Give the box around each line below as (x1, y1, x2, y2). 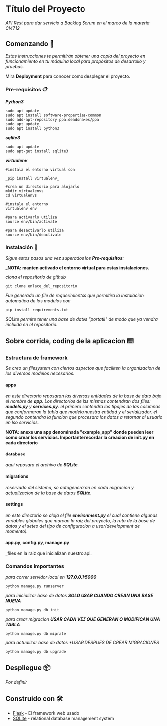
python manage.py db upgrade (5, 649, 66, 654)
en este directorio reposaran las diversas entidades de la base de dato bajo (5, 393, 162, 399)
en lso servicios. (5, 419, 39, 426)
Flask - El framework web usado (12, 710, 80, 716)
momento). (5, 528, 28, 534)
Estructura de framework (5, 354, 68, 361)
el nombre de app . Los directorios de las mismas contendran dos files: (5, 398, 151, 404)
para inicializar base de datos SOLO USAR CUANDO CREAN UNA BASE (5, 593, 154, 599)
